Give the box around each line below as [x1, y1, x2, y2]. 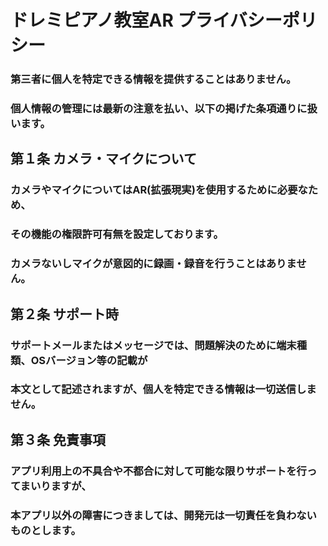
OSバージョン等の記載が [30, 353, 148, 367]
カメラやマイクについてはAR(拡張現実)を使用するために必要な [10, 183, 308, 197]
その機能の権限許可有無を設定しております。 [10, 227, 224, 241]
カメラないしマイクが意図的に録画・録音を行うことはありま [10, 257, 297, 271]
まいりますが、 [19, 479, 92, 493]
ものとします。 [10, 523, 82, 537]
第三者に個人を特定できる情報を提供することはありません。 [10, 72, 297, 86]
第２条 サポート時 [10, 306, 119, 323]
